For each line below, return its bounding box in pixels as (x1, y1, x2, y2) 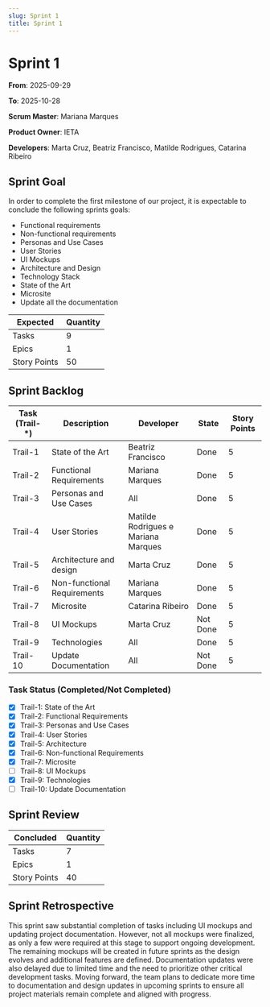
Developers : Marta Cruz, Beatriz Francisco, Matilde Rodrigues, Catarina (8, 143, 247, 153)
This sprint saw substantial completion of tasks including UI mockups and (8, 920, 253, 930)
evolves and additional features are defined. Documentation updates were (8, 955, 254, 964)
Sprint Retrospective (8, 899, 114, 913)
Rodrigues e (128, 521, 174, 533)
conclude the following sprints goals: (8, 205, 131, 214)
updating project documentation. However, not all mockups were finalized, (8, 929, 255, 939)
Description (63, 418, 109, 429)
